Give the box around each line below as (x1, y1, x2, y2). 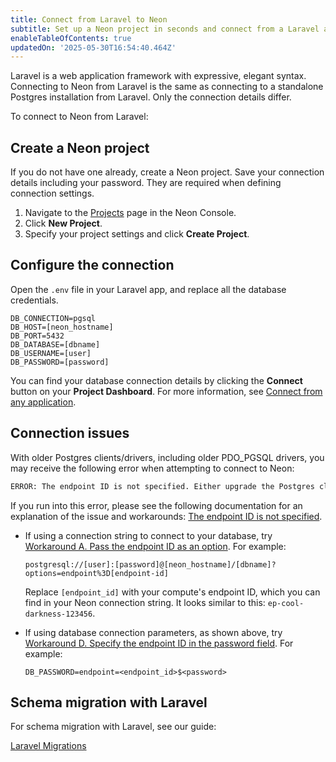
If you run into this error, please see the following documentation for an (10, 499, 303, 511)
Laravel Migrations (10, 740, 87, 752)
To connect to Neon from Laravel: (10, 111, 149, 123)
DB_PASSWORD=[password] (10, 357, 110, 367)
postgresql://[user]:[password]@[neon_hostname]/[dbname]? (24, 559, 277, 570)
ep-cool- (267, 598, 305, 608)
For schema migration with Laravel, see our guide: (10, 721, 217, 733)
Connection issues (10, 425, 130, 442)
